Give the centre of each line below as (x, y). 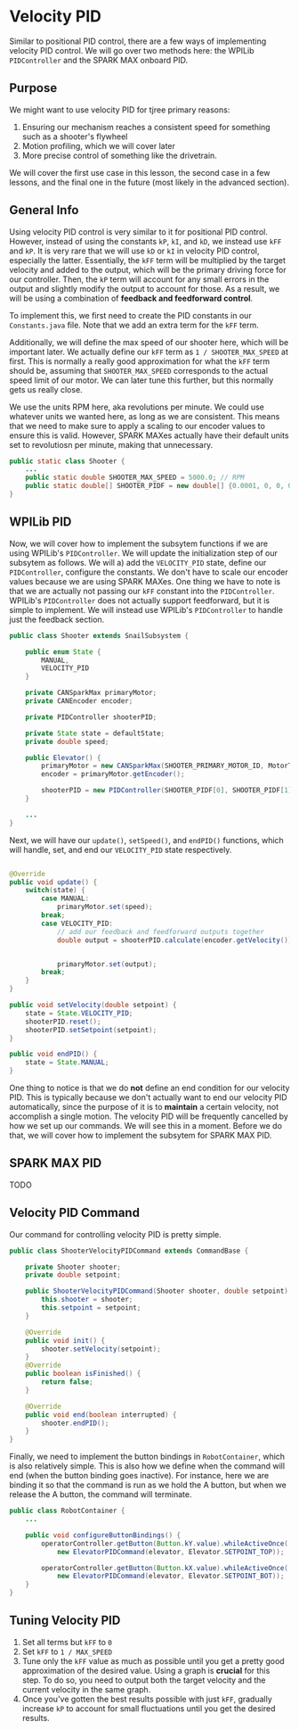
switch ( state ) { (56, 890)
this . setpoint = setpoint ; (91, 1308)
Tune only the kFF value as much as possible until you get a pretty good (153, 1660)
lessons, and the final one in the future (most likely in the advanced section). (149, 182)
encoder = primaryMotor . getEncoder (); (113, 774)
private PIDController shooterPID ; (91, 717)
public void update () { (53, 882)
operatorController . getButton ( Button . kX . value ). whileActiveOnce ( (165, 1568)
